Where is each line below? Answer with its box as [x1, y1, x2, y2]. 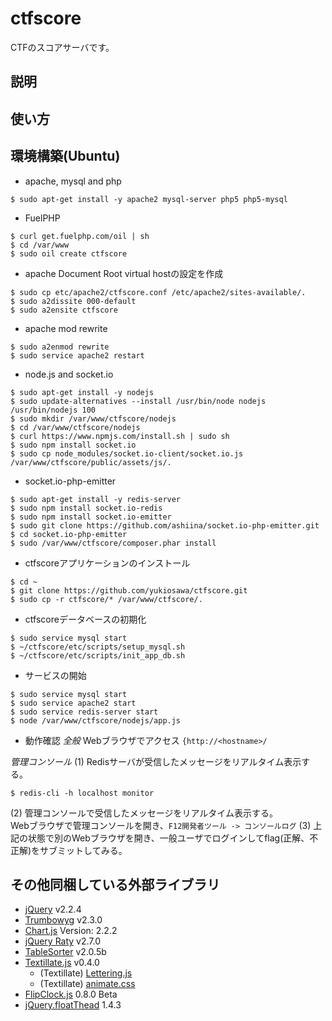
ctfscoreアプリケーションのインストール [24, 557, 191, 569]
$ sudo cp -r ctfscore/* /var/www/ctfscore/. [10, 594, 203, 604]
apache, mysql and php [24, 175, 122, 187]
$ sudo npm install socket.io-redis [10, 503, 163, 513]
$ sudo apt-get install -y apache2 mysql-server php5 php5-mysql [10, 194, 288, 204]
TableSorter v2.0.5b [24, 946, 107, 958]
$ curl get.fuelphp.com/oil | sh [10, 231, 150, 241]
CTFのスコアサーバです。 [10, 41, 115, 53]
